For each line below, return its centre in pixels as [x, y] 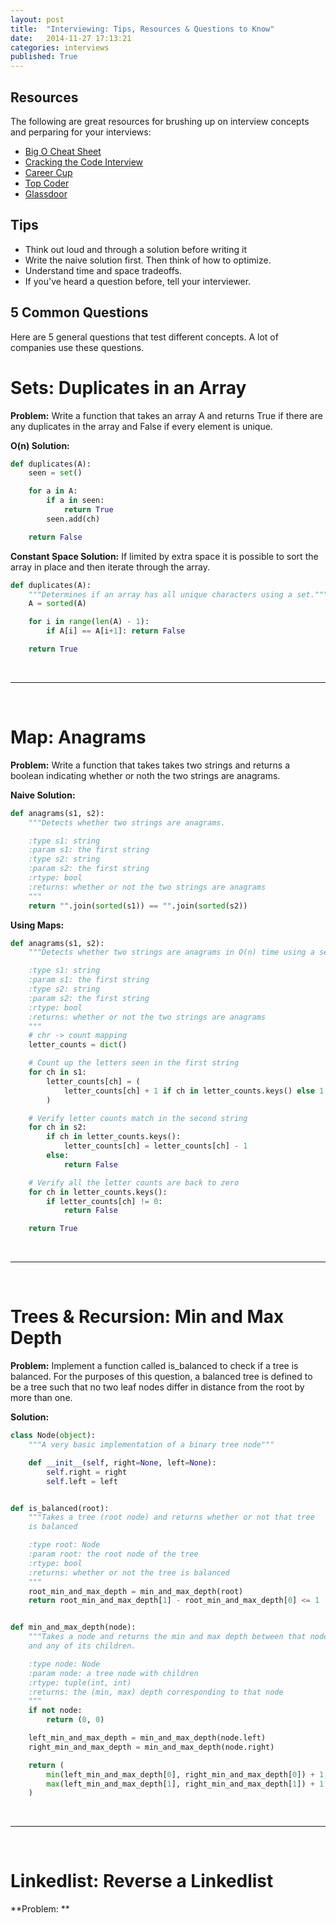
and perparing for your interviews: [81, 132]
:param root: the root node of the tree [113, 1554]
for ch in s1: [57, 1072]
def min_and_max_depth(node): [73, 1627]
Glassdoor [46, 193]
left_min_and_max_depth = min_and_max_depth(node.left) [147, 1738]
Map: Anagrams [78, 737]
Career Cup [48, 172]
